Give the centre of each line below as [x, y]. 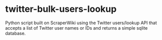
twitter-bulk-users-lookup [61, 9]
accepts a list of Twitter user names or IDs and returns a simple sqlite [76, 28]
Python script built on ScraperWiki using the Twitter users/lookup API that [81, 23]
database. [15, 33]
